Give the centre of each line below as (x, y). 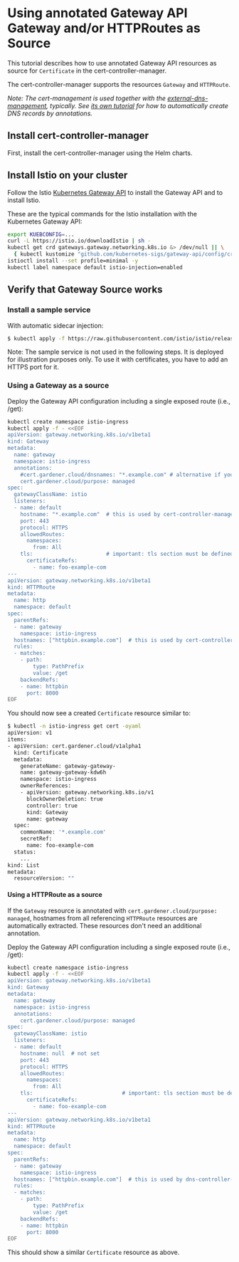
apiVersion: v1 (30, 733)
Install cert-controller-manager (78, 136)
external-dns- (187, 98)
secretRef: (36, 839)
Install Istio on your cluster (68, 175)
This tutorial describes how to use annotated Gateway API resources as (112, 63)
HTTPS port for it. (33, 367)
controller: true (52, 806)
